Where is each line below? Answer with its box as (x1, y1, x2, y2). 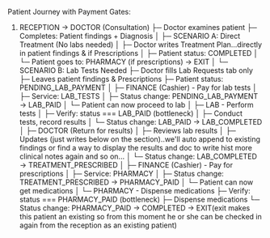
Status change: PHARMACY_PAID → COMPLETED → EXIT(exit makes (19, 203, 251, 213)
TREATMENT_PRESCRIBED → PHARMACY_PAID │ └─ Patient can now (19, 177, 254, 187)
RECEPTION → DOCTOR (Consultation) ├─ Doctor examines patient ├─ (19, 23, 258, 32)
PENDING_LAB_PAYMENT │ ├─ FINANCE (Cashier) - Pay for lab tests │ (19, 83, 258, 92)
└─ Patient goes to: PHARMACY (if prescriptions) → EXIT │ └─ (19, 57, 228, 66)
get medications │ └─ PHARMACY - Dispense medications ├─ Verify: (19, 186, 251, 195)
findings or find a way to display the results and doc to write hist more (19, 143, 252, 152)
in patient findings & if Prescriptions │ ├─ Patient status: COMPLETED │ (19, 49, 259, 57)
